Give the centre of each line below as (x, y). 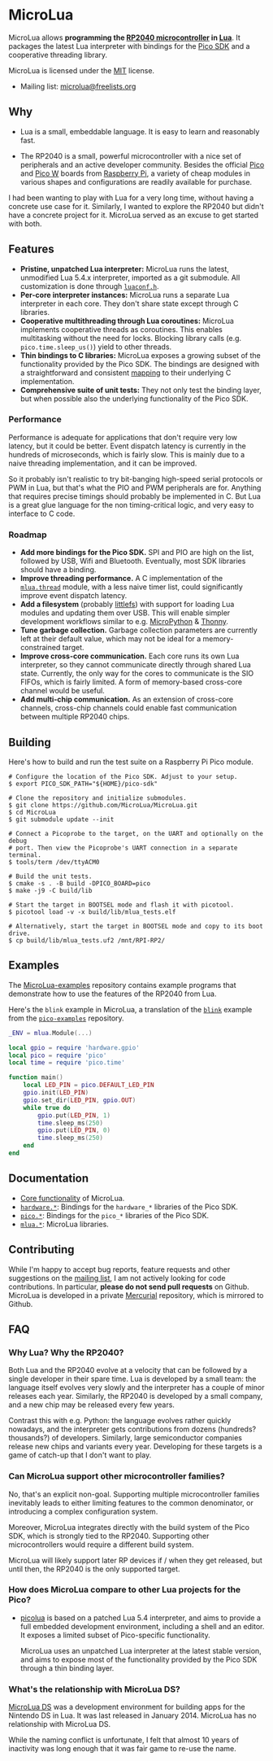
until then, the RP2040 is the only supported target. (94, 1569)
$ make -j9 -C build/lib (50, 890)
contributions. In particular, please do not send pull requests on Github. (129, 1287)
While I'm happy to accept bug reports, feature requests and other (119, 1269)
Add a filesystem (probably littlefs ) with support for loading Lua (127, 605)
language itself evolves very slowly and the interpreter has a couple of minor (136, 1387)
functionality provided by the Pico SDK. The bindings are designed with (140, 364)
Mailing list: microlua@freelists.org (78, 86)
